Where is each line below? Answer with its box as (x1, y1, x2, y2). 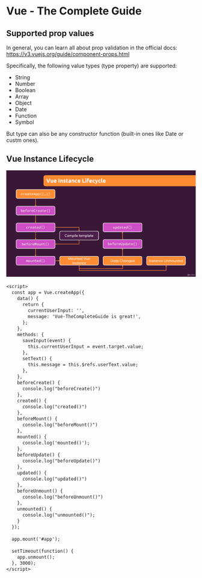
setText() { (22, 356, 52, 362)
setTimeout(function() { (11, 549, 74, 555)
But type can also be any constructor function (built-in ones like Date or (6, 131, 184, 137)
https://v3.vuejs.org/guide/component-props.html (6, 51, 130, 58)
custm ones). (6, 137, 39, 144)
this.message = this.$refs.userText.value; (28, 362, 138, 368)
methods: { (17, 332, 44, 338)
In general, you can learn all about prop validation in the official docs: (6, 44, 177, 51)
